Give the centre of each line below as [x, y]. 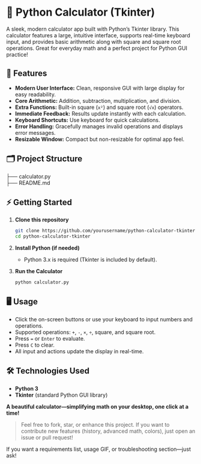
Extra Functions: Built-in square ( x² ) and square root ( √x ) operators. [99, 107]
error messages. [35, 132]
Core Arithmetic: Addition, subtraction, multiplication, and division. [98, 101]
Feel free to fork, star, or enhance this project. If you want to [95, 424]
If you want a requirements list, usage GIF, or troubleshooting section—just [98, 449]
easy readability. [35, 94]
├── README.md [28, 182]
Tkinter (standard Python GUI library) [61, 395]
